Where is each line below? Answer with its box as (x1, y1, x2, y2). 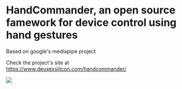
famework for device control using (6, 16, 177, 29)
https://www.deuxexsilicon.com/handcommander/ (6, 65, 127, 72)
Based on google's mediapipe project (6, 47, 96, 54)
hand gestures (6, 29, 78, 42)
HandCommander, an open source (6, 4, 176, 17)
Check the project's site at (6, 59, 69, 66)
